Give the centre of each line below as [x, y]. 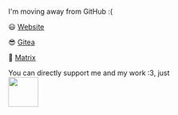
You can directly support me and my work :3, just [89, 73]
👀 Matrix [22, 57]
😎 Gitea [22, 42]
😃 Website [26, 27]
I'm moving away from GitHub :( [61, 11]
